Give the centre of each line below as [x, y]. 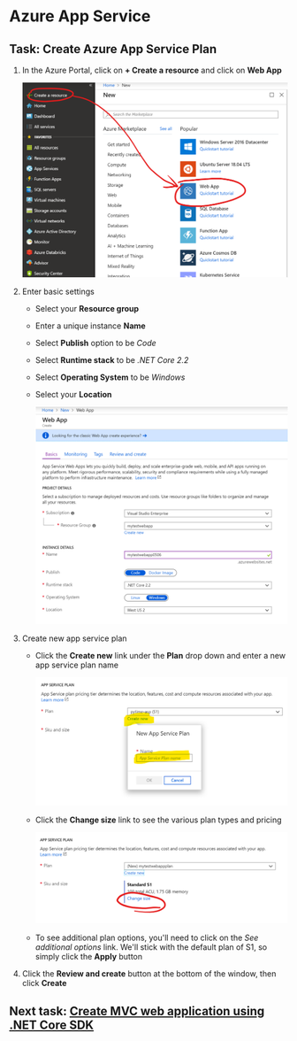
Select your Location [73, 395]
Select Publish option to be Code [95, 343]
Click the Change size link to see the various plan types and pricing [158, 820]
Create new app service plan [74, 638]
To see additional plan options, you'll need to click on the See [147, 938]
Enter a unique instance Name [90, 326]
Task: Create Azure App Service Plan [113, 49]
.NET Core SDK [52, 1025]
